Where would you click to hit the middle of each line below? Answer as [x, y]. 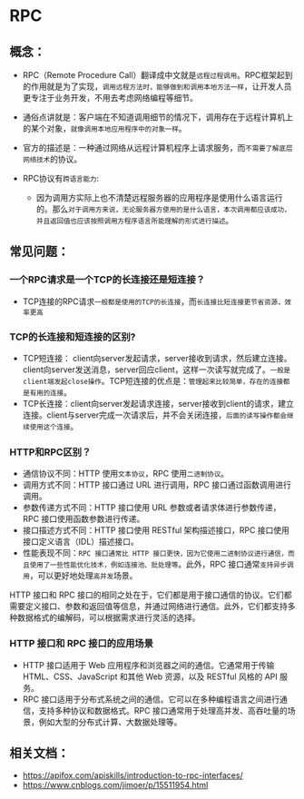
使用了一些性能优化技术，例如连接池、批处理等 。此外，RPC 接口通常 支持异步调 [162, 565]
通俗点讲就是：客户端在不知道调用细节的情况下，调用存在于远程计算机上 [157, 117]
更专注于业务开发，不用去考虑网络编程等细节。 [110, 98]
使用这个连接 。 [54, 426]
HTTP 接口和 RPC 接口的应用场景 [82, 644]
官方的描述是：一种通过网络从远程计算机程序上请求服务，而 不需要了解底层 [157, 148]
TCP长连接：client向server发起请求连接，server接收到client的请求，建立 [158, 403]
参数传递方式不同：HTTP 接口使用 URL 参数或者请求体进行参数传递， [152, 508]
